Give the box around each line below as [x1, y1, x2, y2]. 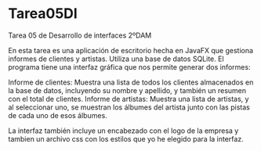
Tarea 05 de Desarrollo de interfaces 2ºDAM [8, 31, 152, 40]
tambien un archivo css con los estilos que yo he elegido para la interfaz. [8, 134, 245, 143]
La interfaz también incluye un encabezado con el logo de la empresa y [8, 126, 239, 135]
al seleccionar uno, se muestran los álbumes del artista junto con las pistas [8, 102, 251, 112]
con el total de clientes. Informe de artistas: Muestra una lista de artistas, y [8, 94, 249, 103]
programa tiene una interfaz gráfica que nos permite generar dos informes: [8, 62, 251, 71]
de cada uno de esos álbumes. [8, 110, 107, 120]
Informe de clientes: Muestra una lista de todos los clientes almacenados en [8, 77, 254, 87]
